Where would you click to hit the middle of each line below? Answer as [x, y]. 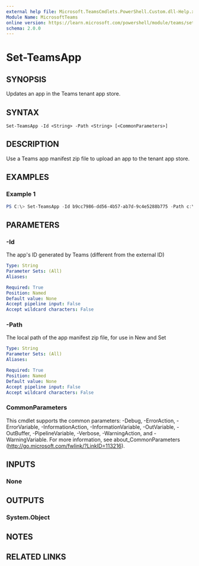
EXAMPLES [28, 177]
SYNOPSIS [26, 79]
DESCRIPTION [33, 144]
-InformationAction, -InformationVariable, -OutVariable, [108, 427]
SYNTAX [23, 113]
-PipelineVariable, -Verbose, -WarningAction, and [92, 433]
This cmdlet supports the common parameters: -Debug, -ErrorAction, [91, 420]
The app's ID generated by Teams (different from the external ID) [85, 255]
